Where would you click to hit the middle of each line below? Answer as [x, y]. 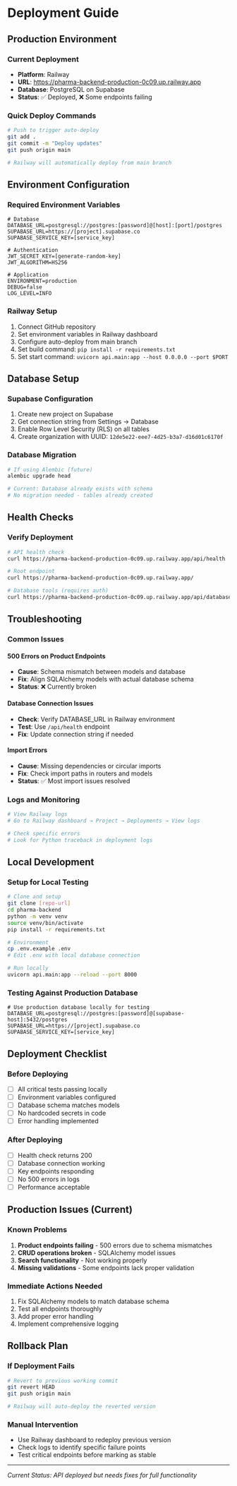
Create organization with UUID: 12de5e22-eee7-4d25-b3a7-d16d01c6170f [120, 437]
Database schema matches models [68, 1105]
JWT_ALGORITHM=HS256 [38, 262]
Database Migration [42, 455]
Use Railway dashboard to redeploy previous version [94, 1440]
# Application [28, 275]
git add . [22, 137]
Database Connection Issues [50, 703]
